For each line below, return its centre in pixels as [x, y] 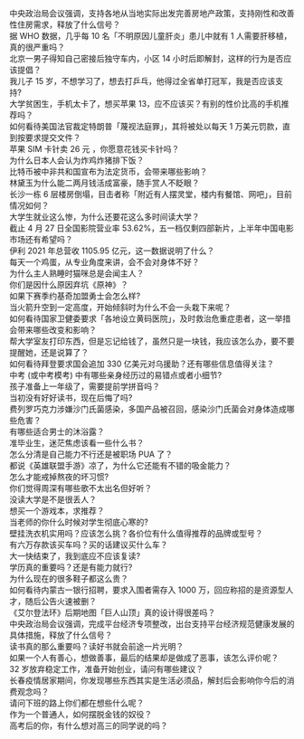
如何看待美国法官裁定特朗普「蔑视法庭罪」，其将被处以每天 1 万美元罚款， [146, 126]
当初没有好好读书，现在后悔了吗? [71, 398]
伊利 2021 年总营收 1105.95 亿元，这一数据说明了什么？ [112, 251]
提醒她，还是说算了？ [49, 352]
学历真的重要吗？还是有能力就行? [71, 567]
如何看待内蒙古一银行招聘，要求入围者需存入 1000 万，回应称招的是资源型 [148, 590]
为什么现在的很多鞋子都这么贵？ [69, 578]
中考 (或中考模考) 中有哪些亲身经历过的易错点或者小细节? [116, 375]
